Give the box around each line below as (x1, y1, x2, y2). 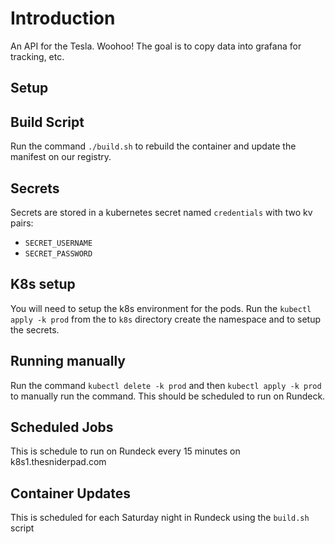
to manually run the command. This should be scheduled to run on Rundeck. (10, 390, 326, 402)
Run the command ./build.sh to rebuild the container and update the (10, 140, 297, 152)
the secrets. (10, 323, 60, 336)
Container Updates (10, 485, 132, 502)
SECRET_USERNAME (24, 238, 93, 248)
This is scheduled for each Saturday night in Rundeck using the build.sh (10, 512, 310, 524)
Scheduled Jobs (10, 418, 114, 436)
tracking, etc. (10, 50, 65, 62)
